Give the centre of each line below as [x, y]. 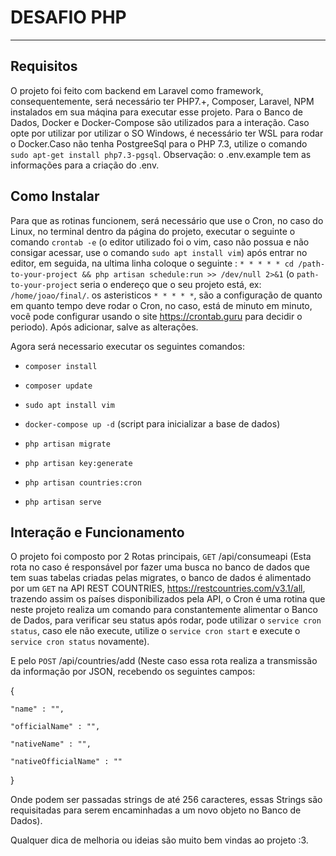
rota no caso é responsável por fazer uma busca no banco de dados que [160, 567]
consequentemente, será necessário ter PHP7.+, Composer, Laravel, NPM [162, 101]
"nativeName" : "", [51, 744]
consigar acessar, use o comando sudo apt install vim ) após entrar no [159, 252]
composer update [58, 386]
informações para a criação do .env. [85, 165]
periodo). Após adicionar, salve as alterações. [104, 327]
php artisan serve [63, 502]
